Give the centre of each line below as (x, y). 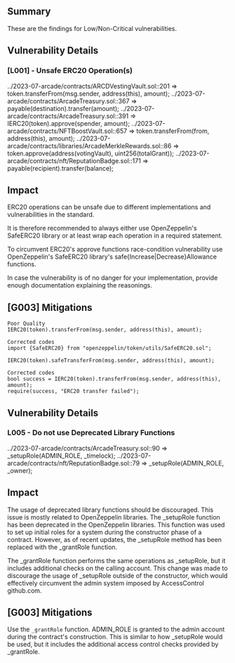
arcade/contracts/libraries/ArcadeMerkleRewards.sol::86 (89, 146)
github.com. (25, 591)
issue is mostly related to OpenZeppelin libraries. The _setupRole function (114, 517)
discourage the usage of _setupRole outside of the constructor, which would (117, 575)
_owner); (20, 470)
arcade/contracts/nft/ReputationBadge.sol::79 (74, 463)
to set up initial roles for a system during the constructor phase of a (105, 532)
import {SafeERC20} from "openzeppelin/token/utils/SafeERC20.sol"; (109, 348)
